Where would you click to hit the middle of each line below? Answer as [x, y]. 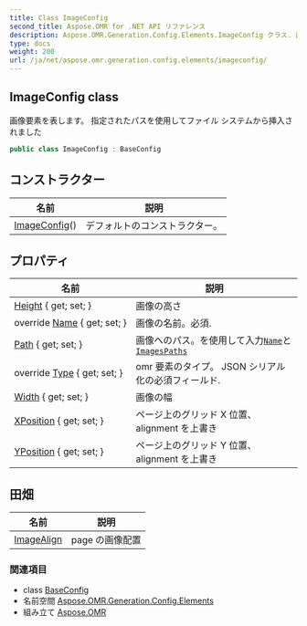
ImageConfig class [64, 97]
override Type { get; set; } [69, 373]
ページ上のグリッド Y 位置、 [196, 445]
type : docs [30, 43]
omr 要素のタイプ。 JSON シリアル [211, 367]
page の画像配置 [106, 540]
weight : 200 [32, 52]
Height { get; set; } [53, 306]
